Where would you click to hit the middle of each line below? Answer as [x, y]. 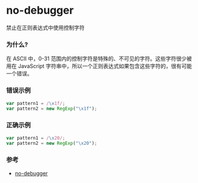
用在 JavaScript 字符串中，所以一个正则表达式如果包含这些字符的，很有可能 [99, 66]
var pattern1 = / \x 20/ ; [36, 138]
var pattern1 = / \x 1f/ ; [36, 103]
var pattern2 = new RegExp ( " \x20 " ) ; [52, 144]
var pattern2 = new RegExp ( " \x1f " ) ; [52, 109]
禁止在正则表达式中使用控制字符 [45, 27]
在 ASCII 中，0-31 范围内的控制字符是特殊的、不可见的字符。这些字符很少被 [99, 59]
